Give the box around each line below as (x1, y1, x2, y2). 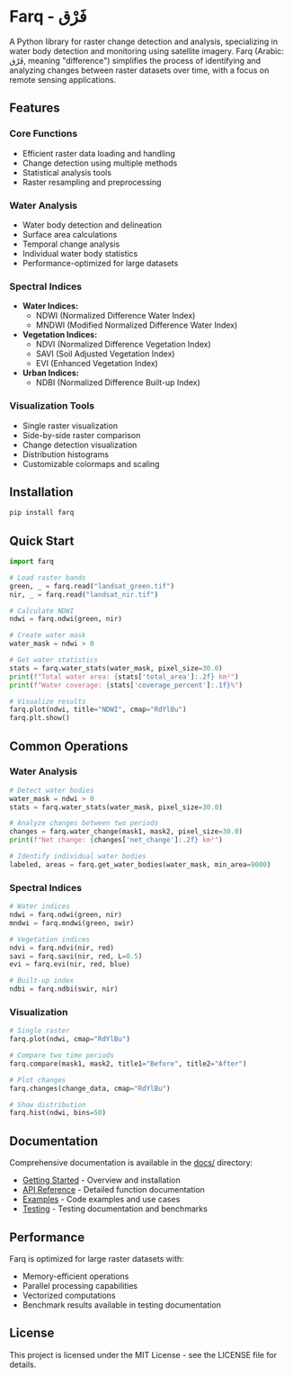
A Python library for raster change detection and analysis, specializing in (9, 36, 279, 47)
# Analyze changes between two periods (9, 819, 159, 828)
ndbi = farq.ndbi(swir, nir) (9, 985, 119, 994)
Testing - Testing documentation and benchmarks (22, 1203, 209, 1214)
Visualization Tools (9, 400, 95, 412)
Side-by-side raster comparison (22, 429, 141, 440)
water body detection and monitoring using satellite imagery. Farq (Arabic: (9, 45, 285, 56)
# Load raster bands (9, 573, 87, 582)
